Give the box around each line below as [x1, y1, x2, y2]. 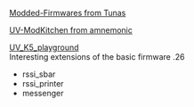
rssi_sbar [21, 69, 56, 79]
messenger [21, 88, 64, 98]
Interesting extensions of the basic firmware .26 [9, 52, 185, 62]
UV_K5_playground [9, 42, 79, 53]
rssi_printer [21, 78, 64, 88]
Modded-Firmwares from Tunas [9, 8, 126, 18]
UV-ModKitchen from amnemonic [9, 25, 133, 35]
